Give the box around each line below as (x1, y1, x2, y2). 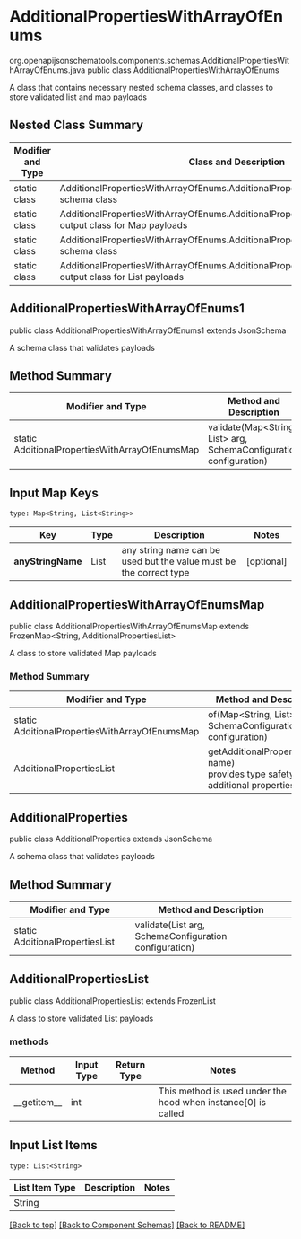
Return (116, 1059, 146, 1071)
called (158, 1107, 185, 1120)
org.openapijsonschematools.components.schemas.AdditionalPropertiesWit (9, 55, 289, 66)
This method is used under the (158, 1085, 287, 1097)
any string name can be (121, 544, 221, 557)
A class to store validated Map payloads (9, 648, 157, 658)
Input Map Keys (9, 485, 99, 500)
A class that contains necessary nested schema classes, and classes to (9, 82, 273, 92)
